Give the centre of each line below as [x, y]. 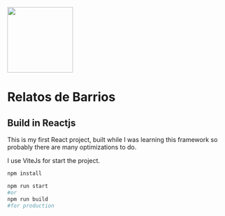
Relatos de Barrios [61, 97]
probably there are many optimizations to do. [72, 147]
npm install [24, 173]
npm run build [28, 199]
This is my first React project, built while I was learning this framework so [112, 139]
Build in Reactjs [42, 123]
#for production [31, 206]
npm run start [28, 186]
